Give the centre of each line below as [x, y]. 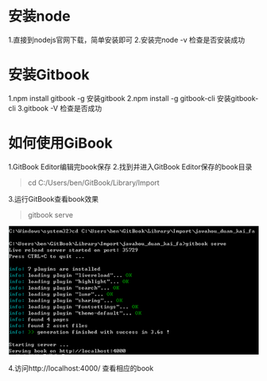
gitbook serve [50, 214]
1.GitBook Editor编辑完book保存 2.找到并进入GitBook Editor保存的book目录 [130, 167]
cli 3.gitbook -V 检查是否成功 [55, 108]
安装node [39, 16]
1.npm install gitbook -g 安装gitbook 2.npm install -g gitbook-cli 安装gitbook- [133, 98]
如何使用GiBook [60, 143]
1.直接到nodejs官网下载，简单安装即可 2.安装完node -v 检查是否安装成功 [126, 40]
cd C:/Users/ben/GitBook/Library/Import [94, 183]
